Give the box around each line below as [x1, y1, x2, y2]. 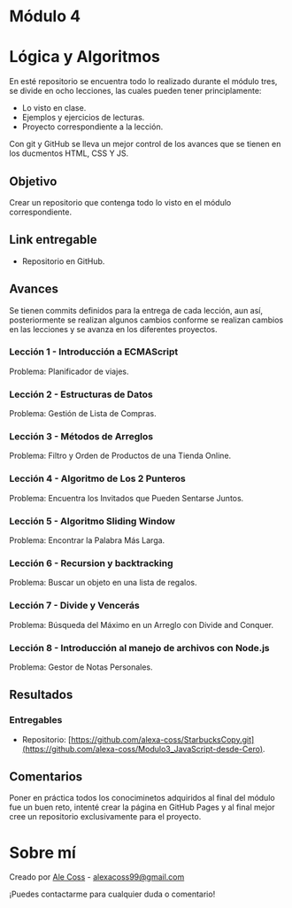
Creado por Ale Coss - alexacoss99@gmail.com [9, 872, 185, 882]
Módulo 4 [9, 6, 81, 27]
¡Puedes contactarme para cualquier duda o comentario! [9, 889, 216, 900]
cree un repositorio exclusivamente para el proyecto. [9, 811, 202, 822]
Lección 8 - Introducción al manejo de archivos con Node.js [9, 641, 270, 654]
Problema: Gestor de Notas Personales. [9, 662, 153, 672]
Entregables [9, 714, 63, 726]
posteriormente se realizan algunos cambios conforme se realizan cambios [9, 314, 284, 325]
